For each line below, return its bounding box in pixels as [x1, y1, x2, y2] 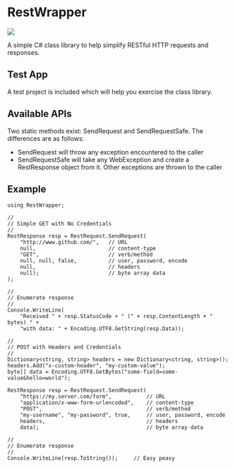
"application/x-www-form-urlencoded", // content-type [20, 399, 194, 406]
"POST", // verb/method [20, 406, 191, 413]
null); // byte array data [20, 269, 166, 277]
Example [7, 183, 47, 195]
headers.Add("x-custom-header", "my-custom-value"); [7, 363, 166, 370]
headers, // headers [20, 418, 179, 425]
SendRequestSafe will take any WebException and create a [17, 155, 189, 164]
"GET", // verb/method [20, 251, 153, 258]
